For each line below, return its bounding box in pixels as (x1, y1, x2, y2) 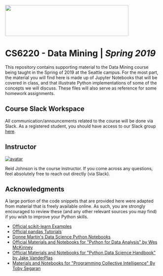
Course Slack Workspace (5, 105, 85, 113)
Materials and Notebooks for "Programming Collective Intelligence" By (12, 260, 156, 266)
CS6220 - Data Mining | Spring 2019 (5, 48, 156, 59)
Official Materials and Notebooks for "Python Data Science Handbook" (12, 250, 156, 256)
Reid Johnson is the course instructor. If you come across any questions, (5, 165, 153, 171)
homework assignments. (5, 90, 55, 96)
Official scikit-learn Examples (12, 224, 72, 230)
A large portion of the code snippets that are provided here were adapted (5, 198, 154, 204)
